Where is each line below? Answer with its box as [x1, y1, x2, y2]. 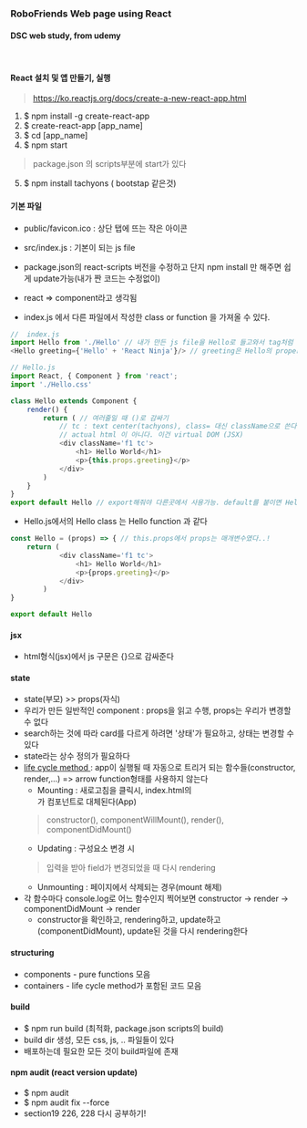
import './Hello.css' [10, 379, 93, 389]
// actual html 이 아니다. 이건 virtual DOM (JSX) [58, 430, 244, 440]
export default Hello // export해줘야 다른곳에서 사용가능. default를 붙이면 [10, 498, 281, 508]
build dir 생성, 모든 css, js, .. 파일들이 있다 [23, 1034, 175, 1045]
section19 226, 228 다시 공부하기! [23, 1108, 147, 1119]
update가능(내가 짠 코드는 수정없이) [33, 273, 161, 284]
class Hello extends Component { [10, 396, 138, 406]
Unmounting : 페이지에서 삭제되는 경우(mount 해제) [36, 882, 222, 893]
